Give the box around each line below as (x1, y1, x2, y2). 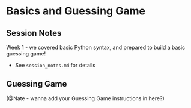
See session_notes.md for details (14, 61, 96, 69)
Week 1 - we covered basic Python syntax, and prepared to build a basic (6, 44, 186, 51)
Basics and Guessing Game (6, 4, 146, 18)
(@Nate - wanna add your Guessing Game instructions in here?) (6, 94, 165, 102)
